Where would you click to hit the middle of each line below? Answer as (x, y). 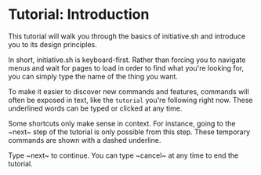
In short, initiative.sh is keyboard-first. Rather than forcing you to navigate (127, 60)
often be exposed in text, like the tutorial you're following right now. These (130, 100)
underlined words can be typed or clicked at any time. (95, 108)
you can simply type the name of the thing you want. (93, 76)
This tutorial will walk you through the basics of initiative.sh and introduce (127, 36)
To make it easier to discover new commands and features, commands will (129, 91)
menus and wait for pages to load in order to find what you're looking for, (126, 67)
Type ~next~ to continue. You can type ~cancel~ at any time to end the (123, 155)
